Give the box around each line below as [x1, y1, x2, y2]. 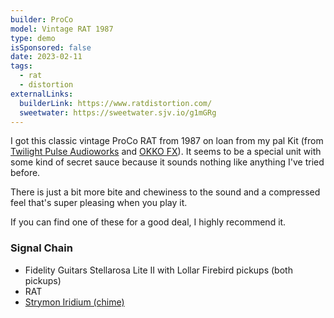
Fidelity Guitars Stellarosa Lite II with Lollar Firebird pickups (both [24, 264, 293, 276]
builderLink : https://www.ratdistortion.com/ [19, 98, 213, 108]
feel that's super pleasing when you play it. [10, 197, 188, 209]
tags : [10, 61, 33, 71]
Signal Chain [10, 241, 73, 255]
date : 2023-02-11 [10, 52, 83, 62]
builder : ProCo [10, 14, 74, 25]
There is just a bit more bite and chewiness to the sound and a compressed [10, 186, 321, 198]
